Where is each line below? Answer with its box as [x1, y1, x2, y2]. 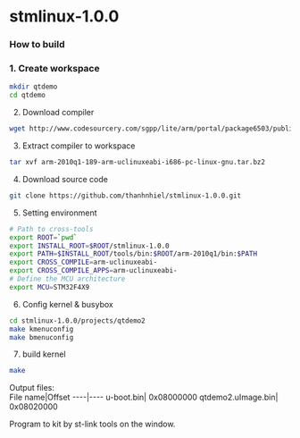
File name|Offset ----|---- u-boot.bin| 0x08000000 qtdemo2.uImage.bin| [9, 392, 279, 403]
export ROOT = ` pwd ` [9, 232, 78, 242]
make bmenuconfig [9, 333, 74, 341]
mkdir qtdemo [9, 82, 58, 91]
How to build [9, 38, 65, 51]
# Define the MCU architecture [9, 274, 126, 283]
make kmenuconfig [9, 324, 74, 333]
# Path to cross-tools [9, 224, 94, 233]
